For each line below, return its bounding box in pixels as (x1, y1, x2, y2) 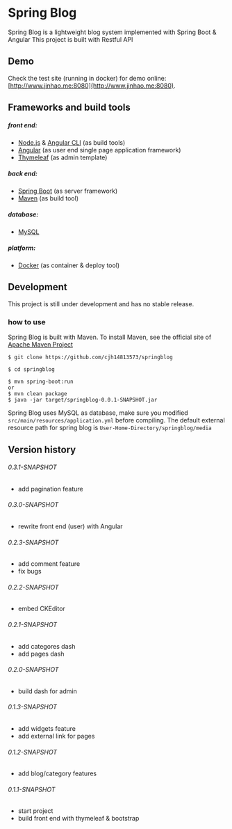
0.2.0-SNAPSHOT (8, 665, 59, 674)
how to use (8, 317, 46, 326)
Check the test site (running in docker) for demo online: (8, 74, 167, 82)
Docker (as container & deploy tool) (17, 261, 120, 269)
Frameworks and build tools (8, 102, 131, 113)
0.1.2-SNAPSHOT (8, 748, 58, 756)
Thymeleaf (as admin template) (17, 153, 108, 161)
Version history (8, 443, 76, 455)
